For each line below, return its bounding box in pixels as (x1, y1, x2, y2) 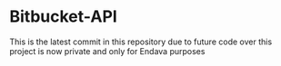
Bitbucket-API (9, 6, 118, 27)
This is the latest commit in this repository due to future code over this (9, 36, 273, 47)
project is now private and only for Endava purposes (9, 45, 206, 56)
